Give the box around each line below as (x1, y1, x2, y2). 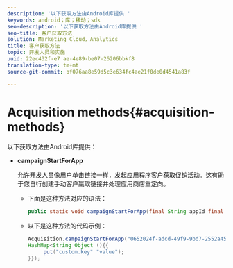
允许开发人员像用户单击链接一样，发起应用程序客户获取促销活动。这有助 (17, 171, 224, 179)
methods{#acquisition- (77, 104, 215, 120)
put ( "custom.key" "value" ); (43, 249, 125, 256)
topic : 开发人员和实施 (7, 49, 66, 56)
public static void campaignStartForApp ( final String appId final (27, 208, 224, 215)
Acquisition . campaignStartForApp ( (27, 235, 128, 243)
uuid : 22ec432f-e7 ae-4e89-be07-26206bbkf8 (7, 56, 135, 62)
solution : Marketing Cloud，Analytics (7, 36, 119, 43)
